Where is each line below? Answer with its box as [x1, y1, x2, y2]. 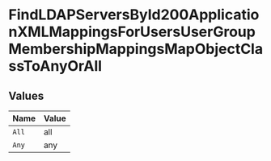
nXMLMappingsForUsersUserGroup [8, 23, 256, 41]
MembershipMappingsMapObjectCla [8, 40, 264, 58]
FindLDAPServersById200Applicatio [8, 6, 260, 24]
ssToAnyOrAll [8, 57, 103, 76]
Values [8, 89, 44, 102]
